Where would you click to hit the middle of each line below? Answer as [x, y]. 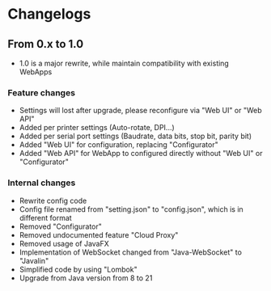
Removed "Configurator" [61, 226]
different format [45, 217]
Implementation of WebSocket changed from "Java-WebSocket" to [130, 252]
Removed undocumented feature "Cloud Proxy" [99, 234]
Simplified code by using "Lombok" [78, 269]
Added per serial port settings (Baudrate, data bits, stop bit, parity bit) [135, 136]
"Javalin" [34, 260]
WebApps [36, 72]
